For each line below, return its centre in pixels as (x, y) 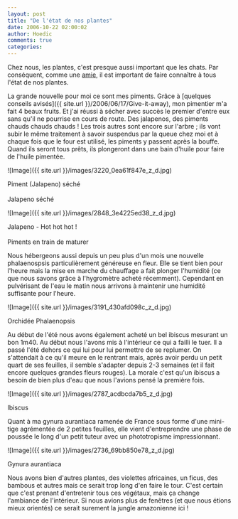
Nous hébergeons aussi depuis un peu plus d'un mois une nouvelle (106, 256)
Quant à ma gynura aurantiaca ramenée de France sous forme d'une (108, 421)
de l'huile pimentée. (36, 156)
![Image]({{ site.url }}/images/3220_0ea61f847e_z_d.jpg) (90, 170)
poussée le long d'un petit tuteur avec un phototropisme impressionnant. (114, 437)
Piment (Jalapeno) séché (44, 184)
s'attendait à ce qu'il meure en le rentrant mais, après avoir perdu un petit (115, 357)
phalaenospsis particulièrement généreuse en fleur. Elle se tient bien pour (115, 263)
